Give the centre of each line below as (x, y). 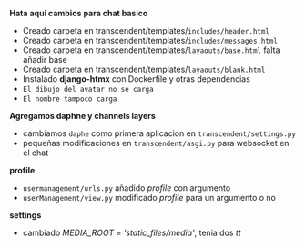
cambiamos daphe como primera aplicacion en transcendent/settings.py (159, 133)
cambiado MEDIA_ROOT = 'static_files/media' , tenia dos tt (132, 232)
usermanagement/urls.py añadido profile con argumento (127, 188)
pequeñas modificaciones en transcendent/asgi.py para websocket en (156, 143)
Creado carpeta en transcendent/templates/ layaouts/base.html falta (151, 50)
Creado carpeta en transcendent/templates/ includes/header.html (146, 30)
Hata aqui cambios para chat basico (79, 13)
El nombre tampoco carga (70, 99)
